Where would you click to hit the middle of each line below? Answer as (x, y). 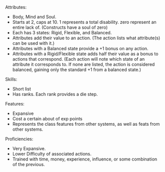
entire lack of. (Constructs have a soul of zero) (60, 27)
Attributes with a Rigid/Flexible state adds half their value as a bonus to (85, 54)
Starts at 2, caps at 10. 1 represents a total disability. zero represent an (84, 22)
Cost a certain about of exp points (47, 119)
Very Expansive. (29, 148)
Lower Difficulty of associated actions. (52, 154)
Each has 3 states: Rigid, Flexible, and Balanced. (62, 33)
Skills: (11, 79)
